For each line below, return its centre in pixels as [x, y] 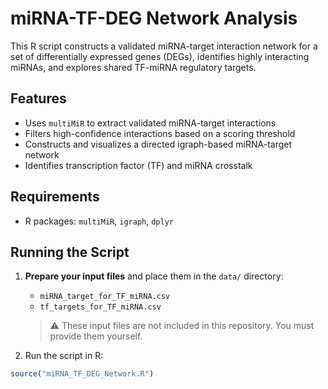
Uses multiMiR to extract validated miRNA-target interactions [150, 123]
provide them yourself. [96, 336]
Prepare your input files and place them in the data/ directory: [154, 276]
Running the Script [70, 252]
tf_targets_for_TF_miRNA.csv [100, 307]
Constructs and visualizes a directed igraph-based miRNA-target [158, 144]
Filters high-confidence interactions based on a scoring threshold [160, 133]
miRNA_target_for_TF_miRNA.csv [105, 297]
